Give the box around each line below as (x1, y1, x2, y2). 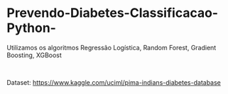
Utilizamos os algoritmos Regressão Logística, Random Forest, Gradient (6, 43, 217, 52)
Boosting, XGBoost (6, 51, 62, 59)
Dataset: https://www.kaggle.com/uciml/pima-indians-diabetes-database (6, 78, 222, 86)
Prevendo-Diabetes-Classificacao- (6, 5, 218, 21)
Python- (6, 20, 56, 36)
